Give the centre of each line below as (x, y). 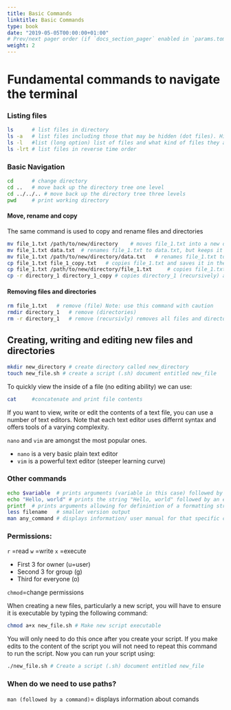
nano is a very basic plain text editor (67, 453)
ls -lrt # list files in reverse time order (72, 149)
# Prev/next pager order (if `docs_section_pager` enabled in (98, 39)
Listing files (27, 116)
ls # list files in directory (58, 130)
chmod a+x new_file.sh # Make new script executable (84, 626)
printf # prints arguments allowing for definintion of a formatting (110, 506)
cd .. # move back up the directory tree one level (86, 188)
